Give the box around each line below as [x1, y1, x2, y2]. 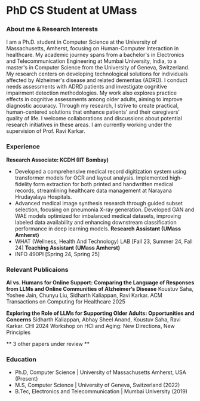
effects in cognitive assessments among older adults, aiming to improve [6, 96, 183, 103]
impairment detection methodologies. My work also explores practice [6, 89, 177, 96]
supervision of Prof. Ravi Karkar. [6, 127, 85, 135]
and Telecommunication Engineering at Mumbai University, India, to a [6, 57, 177, 65]
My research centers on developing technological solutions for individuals [6, 70, 188, 78]
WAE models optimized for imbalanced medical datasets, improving [14, 212, 181, 219]
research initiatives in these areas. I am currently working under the [6, 121, 172, 129]
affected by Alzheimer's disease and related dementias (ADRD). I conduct [6, 77, 188, 84]
